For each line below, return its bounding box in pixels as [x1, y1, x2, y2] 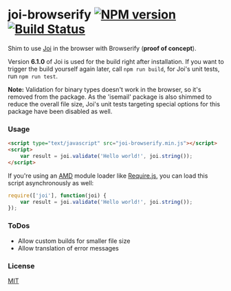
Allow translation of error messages [17, 244, 119, 252]
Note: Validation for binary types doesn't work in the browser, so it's [8, 85, 201, 93]
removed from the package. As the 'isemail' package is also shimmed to [8, 93, 212, 101]
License [8, 261, 35, 270]
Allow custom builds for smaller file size [17, 237, 131, 245]
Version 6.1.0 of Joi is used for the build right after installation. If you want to [8, 57, 224, 65]
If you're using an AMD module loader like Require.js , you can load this [8, 172, 208, 180]
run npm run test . [8, 72, 58, 80]
